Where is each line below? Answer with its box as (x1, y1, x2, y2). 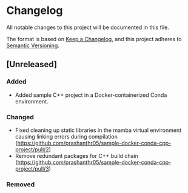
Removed (6, 180, 35, 188)
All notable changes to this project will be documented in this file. (6, 24, 170, 31)
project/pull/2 (15, 146, 50, 153)
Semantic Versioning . (6, 42, 59, 49)
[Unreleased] (6, 59, 58, 70)
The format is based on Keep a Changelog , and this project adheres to (6, 35, 182, 42)
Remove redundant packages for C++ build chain (15, 152, 138, 159)
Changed (6, 113, 35, 121)
